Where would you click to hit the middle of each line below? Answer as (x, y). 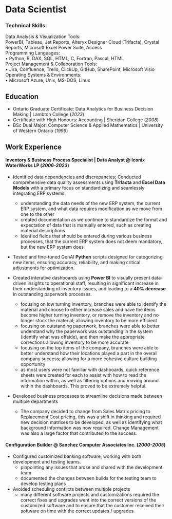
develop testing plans (43, 484)
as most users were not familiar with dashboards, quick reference (90, 369)
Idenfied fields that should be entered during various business (86, 236)
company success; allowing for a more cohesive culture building (89, 359)
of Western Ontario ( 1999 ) (40, 131)
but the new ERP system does (52, 247)
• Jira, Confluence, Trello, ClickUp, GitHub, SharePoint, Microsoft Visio (80, 69)
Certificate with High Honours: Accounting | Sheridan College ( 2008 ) (86, 120)
